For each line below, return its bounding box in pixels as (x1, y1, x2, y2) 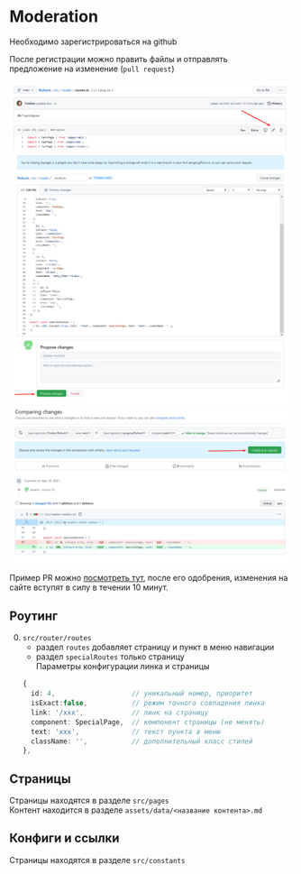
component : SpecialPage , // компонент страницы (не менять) (31, 717, 266, 727)
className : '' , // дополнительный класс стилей (31, 737, 253, 746)
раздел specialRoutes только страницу (35, 651, 185, 662)
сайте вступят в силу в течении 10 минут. (9, 582, 169, 593)
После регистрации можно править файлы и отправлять (9, 53, 228, 64)
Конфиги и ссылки (9, 831, 120, 846)
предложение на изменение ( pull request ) (9, 63, 175, 74)
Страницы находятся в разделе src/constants (9, 854, 186, 865)
